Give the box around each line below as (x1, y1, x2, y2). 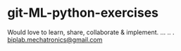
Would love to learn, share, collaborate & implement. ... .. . (7, 28, 175, 36)
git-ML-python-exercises (7, 5, 158, 21)
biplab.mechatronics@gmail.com (7, 35, 103, 43)
